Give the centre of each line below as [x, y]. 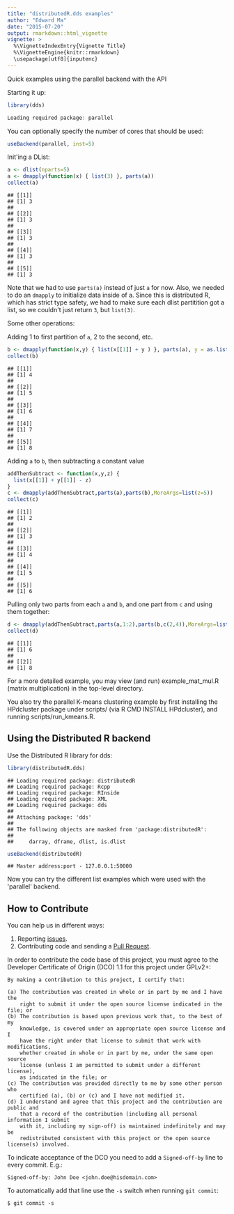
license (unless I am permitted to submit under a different [110, 1066]
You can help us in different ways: [56, 925]
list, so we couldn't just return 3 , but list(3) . [71, 310]
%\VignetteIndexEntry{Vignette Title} [70, 46]
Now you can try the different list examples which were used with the [107, 879]
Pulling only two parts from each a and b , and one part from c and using [110, 604]
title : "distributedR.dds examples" [60, 14]
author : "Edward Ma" [37, 20]
